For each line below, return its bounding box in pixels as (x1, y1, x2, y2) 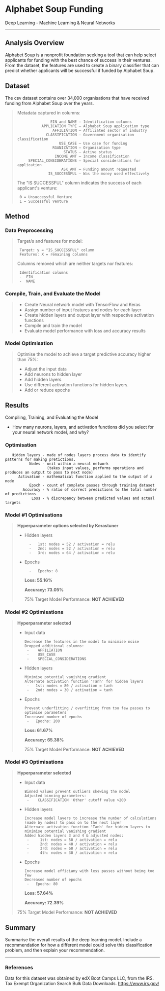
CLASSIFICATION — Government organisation (46, 132, 134, 137)
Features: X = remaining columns (19, 252, 88, 257)
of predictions (5, 491, 36, 496)
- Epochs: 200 (27, 719, 60, 724)
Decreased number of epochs (24, 877, 82, 882)
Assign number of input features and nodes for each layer (24, 307, 142, 313)
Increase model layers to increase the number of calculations (24, 815, 157, 821)
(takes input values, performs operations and (47, 465, 144, 471)
